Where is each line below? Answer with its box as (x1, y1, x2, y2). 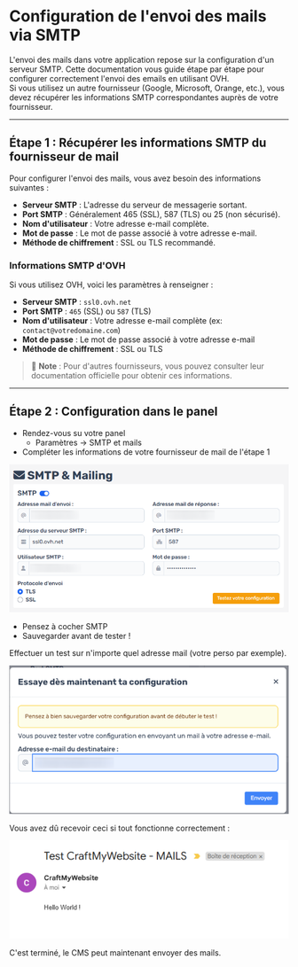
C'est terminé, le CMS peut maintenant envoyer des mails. (9, 948, 222, 958)
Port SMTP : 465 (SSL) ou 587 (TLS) (21, 306, 152, 316)
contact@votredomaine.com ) (21, 325, 122, 336)
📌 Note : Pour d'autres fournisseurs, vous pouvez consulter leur (30, 361, 264, 371)
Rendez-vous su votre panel (21, 427, 126, 438)
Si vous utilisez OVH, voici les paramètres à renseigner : (9, 279, 214, 290)
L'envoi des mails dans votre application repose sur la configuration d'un (9, 54, 275, 65)
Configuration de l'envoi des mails (9, 6, 267, 27)
